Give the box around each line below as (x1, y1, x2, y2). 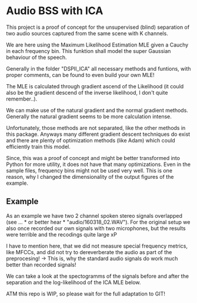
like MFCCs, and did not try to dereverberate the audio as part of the (6, 248, 172, 255)
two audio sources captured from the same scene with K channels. (6, 29, 169, 36)
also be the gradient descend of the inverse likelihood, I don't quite (6, 89, 168, 96)
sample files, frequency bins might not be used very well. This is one (6, 167, 172, 174)
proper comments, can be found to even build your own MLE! (6, 71, 155, 78)
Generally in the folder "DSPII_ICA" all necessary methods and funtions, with (6, 65, 191, 72)
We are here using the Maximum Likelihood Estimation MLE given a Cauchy (6, 41, 189, 48)
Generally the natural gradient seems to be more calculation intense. (6, 113, 172, 120)
